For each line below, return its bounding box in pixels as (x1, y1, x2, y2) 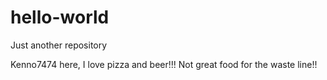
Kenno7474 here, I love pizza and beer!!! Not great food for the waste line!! (10, 58, 318, 70)
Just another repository (10, 39, 108, 51)
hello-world (10, 6, 110, 29)
